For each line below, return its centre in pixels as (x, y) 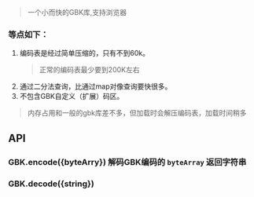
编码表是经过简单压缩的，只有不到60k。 (84, 53)
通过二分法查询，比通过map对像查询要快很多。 (96, 86)
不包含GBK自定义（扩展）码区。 (72, 97)
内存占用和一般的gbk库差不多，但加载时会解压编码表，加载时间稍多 (137, 113)
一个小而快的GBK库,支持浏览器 (77, 12)
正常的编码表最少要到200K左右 (89, 70)
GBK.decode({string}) (51, 184)
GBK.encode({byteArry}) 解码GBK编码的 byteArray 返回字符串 (127, 162)
